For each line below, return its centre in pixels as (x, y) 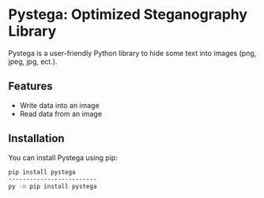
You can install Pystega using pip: (63, 157)
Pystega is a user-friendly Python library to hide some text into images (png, (132, 53)
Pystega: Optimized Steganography (128, 15)
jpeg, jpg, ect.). (33, 62)
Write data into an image (60, 105)
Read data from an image (61, 114)
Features (30, 86)
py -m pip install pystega (53, 187)
